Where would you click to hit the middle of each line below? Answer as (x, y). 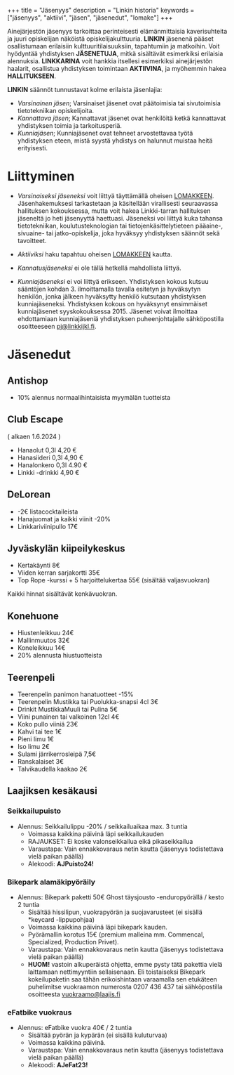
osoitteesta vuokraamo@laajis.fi (74, 994)
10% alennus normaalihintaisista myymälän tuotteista (94, 397)
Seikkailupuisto (34, 811)
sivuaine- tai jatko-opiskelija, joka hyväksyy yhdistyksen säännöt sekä (119, 233)
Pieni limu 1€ (36, 739)
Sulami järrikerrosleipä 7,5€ (57, 754)
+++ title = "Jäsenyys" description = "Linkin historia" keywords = (101, 10)
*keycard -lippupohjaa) (61, 919)
